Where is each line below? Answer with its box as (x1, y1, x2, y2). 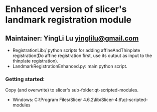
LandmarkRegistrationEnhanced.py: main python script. (12, 63, 128, 69)
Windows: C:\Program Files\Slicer (12, 96, 82, 103)
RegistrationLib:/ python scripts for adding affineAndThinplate (12, 47, 140, 53)
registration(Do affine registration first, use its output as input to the (12, 52, 152, 58)
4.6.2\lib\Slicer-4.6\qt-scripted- (83, 96, 148, 103)
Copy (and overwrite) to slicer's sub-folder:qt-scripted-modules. (5, 87, 139, 93)
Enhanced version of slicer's (5, 3, 127, 15)
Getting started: (5, 75, 45, 82)
